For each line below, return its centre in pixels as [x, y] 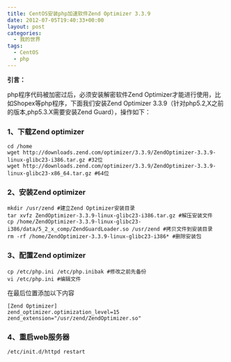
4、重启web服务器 [38, 337]
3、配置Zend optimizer [47, 255]
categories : [24, 33]
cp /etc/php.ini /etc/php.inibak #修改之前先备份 [77, 271]
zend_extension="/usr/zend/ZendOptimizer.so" [74, 318]
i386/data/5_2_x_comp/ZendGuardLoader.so [68, 229]
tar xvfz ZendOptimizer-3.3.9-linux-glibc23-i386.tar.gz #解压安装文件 [110, 216]
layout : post [26, 26]
